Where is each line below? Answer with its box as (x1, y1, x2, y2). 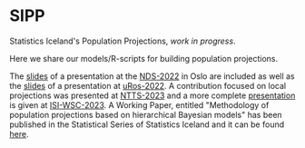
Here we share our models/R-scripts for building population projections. (9, 53, 279, 64)
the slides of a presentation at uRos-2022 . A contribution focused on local (9, 80, 287, 91)
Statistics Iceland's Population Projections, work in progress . (9, 35, 236, 46)
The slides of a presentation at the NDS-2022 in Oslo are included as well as (9, 70, 295, 82)
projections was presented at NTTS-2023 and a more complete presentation (9, 90, 296, 101)
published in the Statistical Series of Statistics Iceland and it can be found (9, 119, 285, 130)
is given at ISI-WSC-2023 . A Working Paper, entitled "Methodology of (9, 99, 270, 110)
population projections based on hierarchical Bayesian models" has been (9, 109, 283, 120)
